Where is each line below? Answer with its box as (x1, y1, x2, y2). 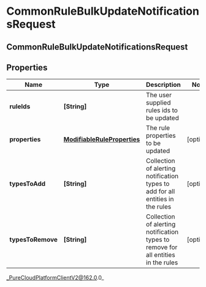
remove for (146, 243, 178, 252)
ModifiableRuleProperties (63, 135, 140, 144)
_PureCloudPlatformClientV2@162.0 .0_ (6, 274, 104, 281)
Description (146, 81, 181, 89)
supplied (146, 99, 171, 107)
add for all (146, 187, 175, 196)
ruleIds (9, 102, 31, 111)
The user (146, 91, 172, 99)
